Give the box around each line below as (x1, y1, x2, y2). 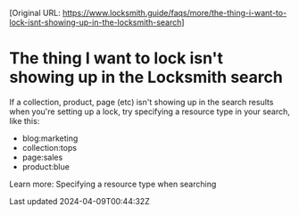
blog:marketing (21, 133, 79, 144)
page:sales (21, 152, 63, 162)
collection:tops (21, 142, 78, 153)
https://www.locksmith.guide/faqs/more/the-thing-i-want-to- (62, 8, 287, 18)
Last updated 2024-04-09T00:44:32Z (9, 195, 150, 206)
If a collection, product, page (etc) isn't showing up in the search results (9, 96, 274, 107)
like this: (9, 115, 40, 126)
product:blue (21, 161, 70, 172)
